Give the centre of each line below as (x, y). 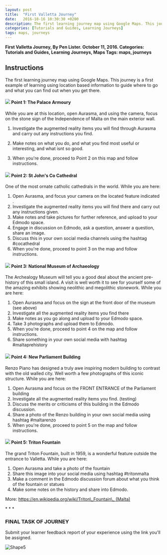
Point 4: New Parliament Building (46, 357)
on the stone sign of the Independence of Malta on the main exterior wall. (80, 119)
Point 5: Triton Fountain (36, 442)
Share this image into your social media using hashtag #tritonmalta (81, 474)
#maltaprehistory (30, 345)
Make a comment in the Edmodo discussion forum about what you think (86, 479)
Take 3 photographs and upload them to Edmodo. (63, 324)
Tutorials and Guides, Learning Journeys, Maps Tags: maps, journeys (78, 52)
